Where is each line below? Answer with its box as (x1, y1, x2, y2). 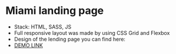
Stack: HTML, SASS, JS (14, 23, 72, 30)
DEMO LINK (14, 42, 44, 49)
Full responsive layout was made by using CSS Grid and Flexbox (14, 29, 170, 36)
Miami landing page (5, 4, 104, 17)
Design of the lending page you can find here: (14, 35, 126, 42)
